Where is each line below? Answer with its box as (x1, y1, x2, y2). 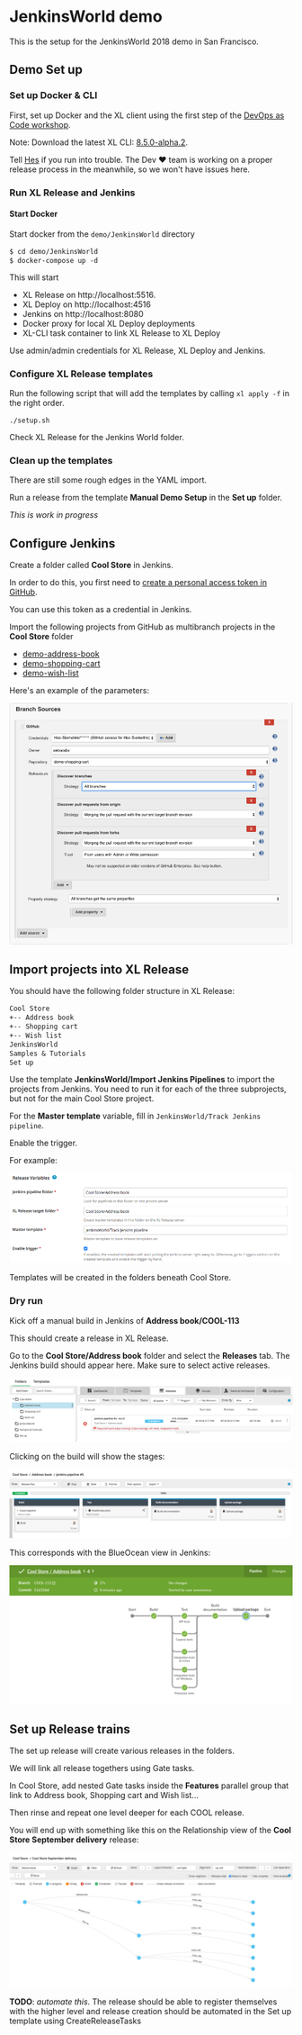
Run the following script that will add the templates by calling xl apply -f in (9, 388, 290, 399)
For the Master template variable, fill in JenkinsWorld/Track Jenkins (9, 1110, 262, 1122)
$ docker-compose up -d (9, 256, 99, 265)
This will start (9, 272, 59, 283)
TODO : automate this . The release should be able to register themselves (9, 1996, 278, 2007)
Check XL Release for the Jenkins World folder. (9, 432, 184, 443)
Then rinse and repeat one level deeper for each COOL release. (9, 1807, 244, 1818)
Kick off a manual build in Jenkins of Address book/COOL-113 (9, 1315, 240, 1325)
